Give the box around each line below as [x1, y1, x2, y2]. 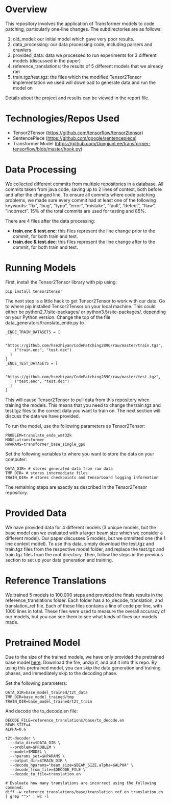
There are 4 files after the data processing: [5, 218, 95, 224]
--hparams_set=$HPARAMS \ [10, 753, 65, 758]
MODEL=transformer [5, 437, 44, 442]
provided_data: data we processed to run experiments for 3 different [12, 52, 157, 58]
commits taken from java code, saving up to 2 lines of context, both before [5, 186, 162, 192]
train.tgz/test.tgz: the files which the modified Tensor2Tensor [12, 74, 142, 80]
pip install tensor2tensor [5, 289, 63, 294]
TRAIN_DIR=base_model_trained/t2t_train [5, 699, 93, 704]
